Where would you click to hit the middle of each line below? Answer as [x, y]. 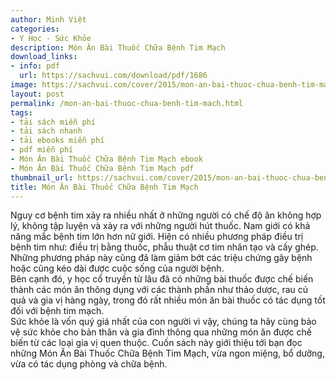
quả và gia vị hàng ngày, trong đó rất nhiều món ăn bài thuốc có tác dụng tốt [168, 300]
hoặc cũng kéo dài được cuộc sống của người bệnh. [117, 268]
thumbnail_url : [42, 177]
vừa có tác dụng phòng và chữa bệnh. [89, 364]
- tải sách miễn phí [53, 122]
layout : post [37, 94]
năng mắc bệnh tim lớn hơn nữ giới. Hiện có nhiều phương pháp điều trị [157, 237]
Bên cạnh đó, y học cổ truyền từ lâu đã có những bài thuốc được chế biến [162, 279]
